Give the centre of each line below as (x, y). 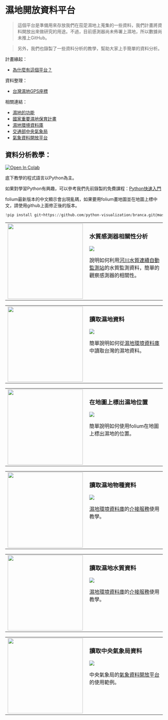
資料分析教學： (28, 155)
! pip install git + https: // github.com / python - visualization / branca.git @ (81, 215)
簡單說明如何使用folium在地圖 (124, 426)
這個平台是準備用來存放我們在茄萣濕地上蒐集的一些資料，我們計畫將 (87, 25)
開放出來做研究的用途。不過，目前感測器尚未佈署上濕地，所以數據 (90, 31)
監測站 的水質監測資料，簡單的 (124, 268)
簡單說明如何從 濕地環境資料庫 (124, 343)
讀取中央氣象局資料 (116, 651)
